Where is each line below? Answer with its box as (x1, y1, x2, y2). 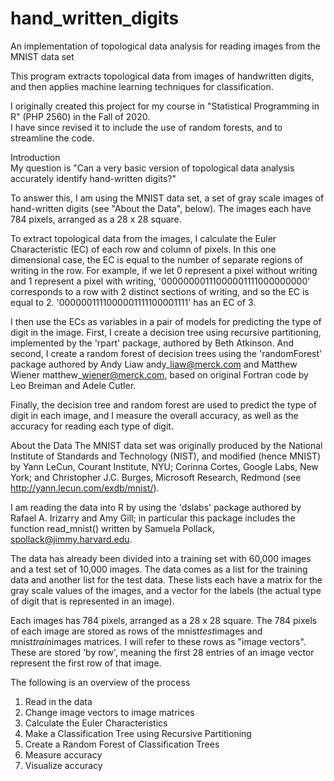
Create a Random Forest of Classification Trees (24, 738, 220, 750)
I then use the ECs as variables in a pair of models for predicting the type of (10, 315, 322, 327)
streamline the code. (10, 132, 95, 144)
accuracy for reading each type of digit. (10, 420, 174, 432)
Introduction (10, 151, 61, 163)
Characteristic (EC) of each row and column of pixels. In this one (10, 243, 277, 255)
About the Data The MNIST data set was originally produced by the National (10, 439, 323, 451)
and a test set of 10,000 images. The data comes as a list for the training (10, 563, 308, 575)
